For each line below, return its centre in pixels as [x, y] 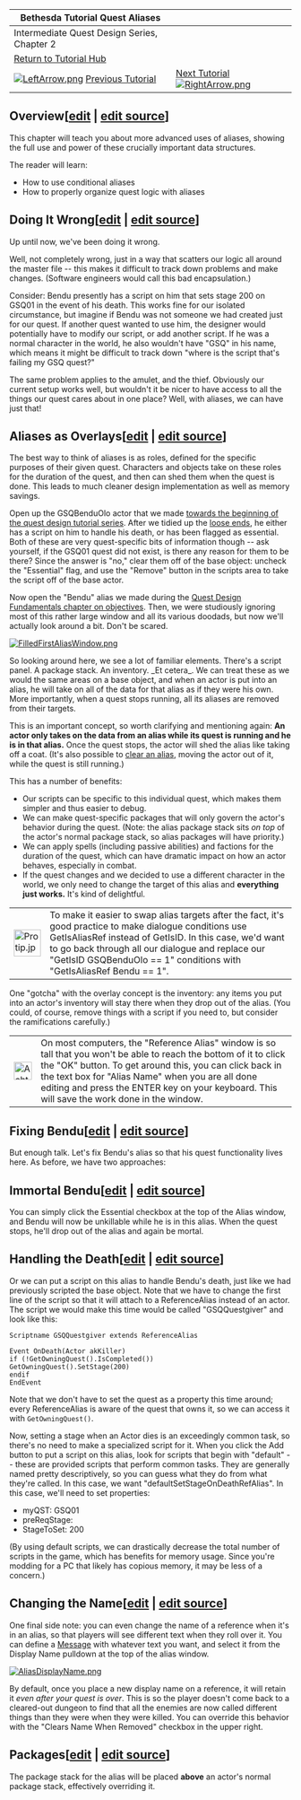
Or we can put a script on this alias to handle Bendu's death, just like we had [150, 1280]
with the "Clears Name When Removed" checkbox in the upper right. [136, 1726]
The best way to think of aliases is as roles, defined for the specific [133, 458]
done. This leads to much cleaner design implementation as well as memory [150, 486]
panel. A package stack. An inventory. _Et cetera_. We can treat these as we [150, 670]
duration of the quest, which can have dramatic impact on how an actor [154, 856]
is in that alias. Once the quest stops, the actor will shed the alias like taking [150, 745]
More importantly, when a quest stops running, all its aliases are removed [144, 699]
